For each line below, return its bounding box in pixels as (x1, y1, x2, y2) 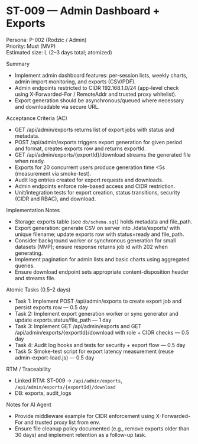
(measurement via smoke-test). (14, 170, 92, 177)
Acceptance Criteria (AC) (6, 114, 68, 122)
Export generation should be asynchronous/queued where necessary (14, 96, 184, 104)
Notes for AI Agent (6, 401, 51, 408)
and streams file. (14, 274, 56, 281)
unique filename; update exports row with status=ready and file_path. (14, 231, 184, 238)
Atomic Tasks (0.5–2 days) (6, 286, 71, 293)
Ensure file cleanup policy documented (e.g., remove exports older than (14, 424, 190, 432)
